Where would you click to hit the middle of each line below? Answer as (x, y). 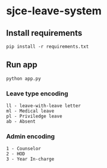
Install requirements (44, 33)
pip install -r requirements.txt (48, 46)
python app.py (24, 79)
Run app (22, 65)
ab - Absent (21, 122)
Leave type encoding (37, 94)
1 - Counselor (24, 149)
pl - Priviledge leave (34, 116)
